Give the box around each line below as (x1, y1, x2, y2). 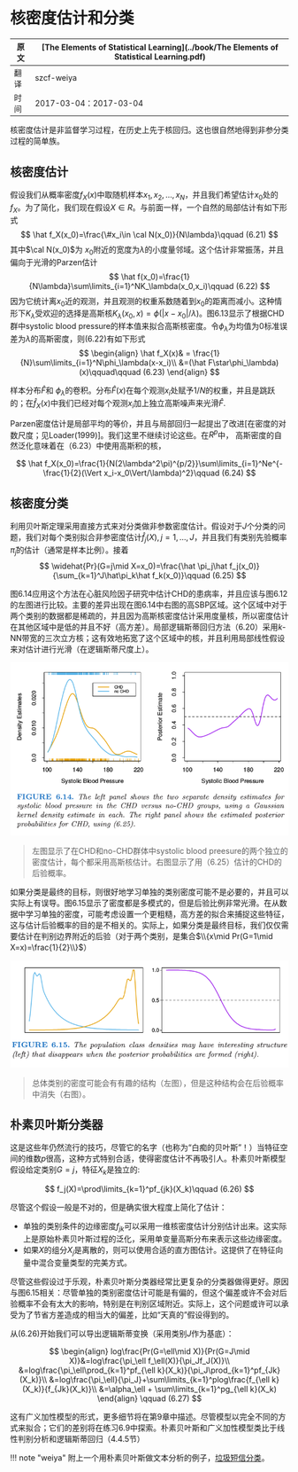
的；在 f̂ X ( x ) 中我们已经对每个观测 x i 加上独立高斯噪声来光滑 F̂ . (10, 397, 226, 411)
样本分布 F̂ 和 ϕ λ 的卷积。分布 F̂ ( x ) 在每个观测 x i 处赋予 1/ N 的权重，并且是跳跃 (10, 385, 276, 397)
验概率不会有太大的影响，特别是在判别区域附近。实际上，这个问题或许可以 (10, 1298, 281, 1309)
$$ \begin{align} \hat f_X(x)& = (79, 348, 191, 359)
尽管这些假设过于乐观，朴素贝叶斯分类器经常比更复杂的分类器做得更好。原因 (10, 1276, 289, 1287)
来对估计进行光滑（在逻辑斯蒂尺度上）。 (10, 644, 154, 654)
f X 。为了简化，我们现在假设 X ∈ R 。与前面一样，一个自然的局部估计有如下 (10, 202, 280, 215)
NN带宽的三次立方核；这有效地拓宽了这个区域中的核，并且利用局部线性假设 (10, 632, 286, 643)
